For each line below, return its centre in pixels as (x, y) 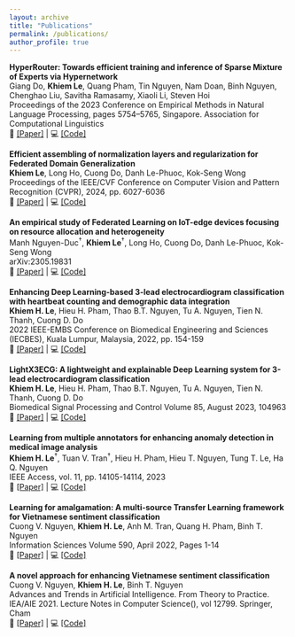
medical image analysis (54, 447)
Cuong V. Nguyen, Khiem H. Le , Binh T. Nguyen (96, 585)
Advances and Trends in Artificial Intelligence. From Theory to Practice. (140, 594)
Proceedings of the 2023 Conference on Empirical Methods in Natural (136, 105)
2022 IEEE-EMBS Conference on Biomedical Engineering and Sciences (139, 330)
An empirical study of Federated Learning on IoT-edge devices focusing (144, 222)
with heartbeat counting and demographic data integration (120, 301)
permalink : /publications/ (59, 34)
